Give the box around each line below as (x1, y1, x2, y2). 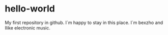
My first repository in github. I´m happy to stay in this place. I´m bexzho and (5, 19, 163, 25)
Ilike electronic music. (5, 24, 50, 30)
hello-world (5, 3, 55, 14)
